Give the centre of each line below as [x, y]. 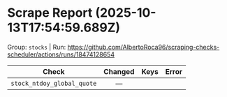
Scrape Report [50, 13]
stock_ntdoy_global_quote [54, 83]
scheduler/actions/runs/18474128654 [61, 54]
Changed [119, 71]
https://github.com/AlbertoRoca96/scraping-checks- [144, 47]
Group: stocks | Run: [37, 47]
